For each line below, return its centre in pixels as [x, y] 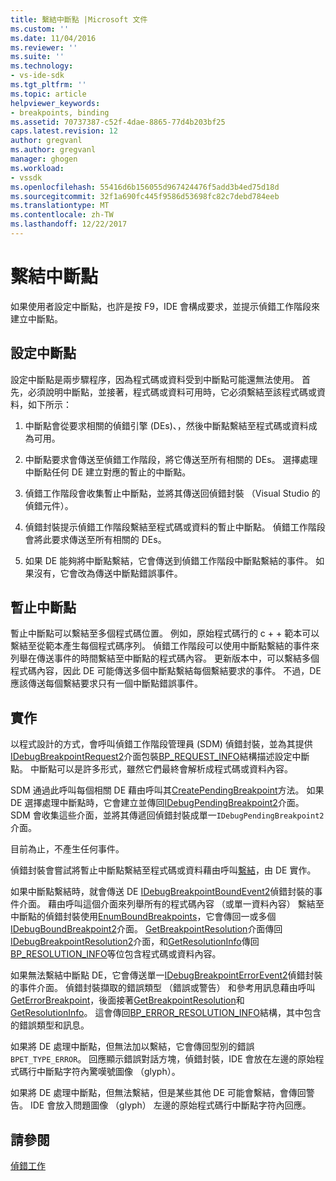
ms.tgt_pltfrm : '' [48, 85]
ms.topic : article [48, 94]
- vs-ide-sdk [37, 76]
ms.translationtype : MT [60, 206]
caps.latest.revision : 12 [64, 131]
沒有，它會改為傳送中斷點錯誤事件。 [108, 573]
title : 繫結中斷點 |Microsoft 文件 [79, 19]
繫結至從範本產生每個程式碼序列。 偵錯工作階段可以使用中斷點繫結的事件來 [165, 646]
